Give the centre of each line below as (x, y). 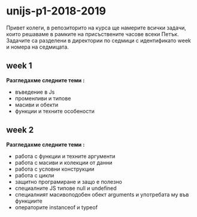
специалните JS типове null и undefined (66, 188)
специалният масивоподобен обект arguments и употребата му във (102, 194)
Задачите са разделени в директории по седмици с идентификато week (99, 40)
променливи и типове (43, 98)
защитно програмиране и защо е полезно (69, 182)
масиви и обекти (37, 105)
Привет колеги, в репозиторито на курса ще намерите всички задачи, (96, 28)
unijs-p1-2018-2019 (56, 11)
